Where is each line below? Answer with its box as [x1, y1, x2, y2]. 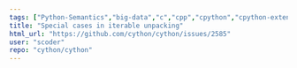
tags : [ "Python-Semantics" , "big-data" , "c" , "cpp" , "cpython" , [9, 12, 236, 22]
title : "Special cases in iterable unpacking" [9, 21, 184, 30]
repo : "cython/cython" [9, 46, 93, 55]
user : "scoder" [9, 37, 65, 47]
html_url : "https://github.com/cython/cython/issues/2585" [9, 29, 232, 38]
